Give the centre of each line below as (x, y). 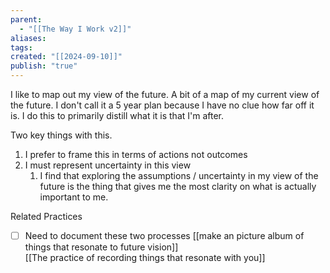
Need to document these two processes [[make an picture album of (164, 235)
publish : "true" (44, 66)
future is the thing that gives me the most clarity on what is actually (178, 186)
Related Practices (46, 216)
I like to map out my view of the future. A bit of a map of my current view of (165, 94)
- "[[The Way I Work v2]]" (75, 29)
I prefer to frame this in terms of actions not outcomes (136, 154)
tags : (21, 47)
